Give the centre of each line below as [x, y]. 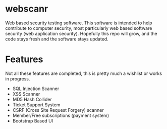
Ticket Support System [36, 105]
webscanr [27, 9]
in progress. [18, 78]
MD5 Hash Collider [32, 99]
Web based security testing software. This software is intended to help [79, 23]
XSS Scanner [26, 94]
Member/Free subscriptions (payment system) [61, 115]
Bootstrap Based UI [33, 121]
